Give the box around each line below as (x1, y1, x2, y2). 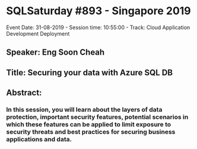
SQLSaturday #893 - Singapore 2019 (6, 4, 191, 18)
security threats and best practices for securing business (6, 128, 176, 136)
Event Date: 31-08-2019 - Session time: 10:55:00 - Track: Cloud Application (6, 24, 190, 31)
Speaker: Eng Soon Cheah (6, 47, 105, 58)
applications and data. (6, 135, 72, 144)
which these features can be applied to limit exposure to (6, 121, 171, 129)
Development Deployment (6, 30, 70, 37)
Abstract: (6, 88, 42, 98)
